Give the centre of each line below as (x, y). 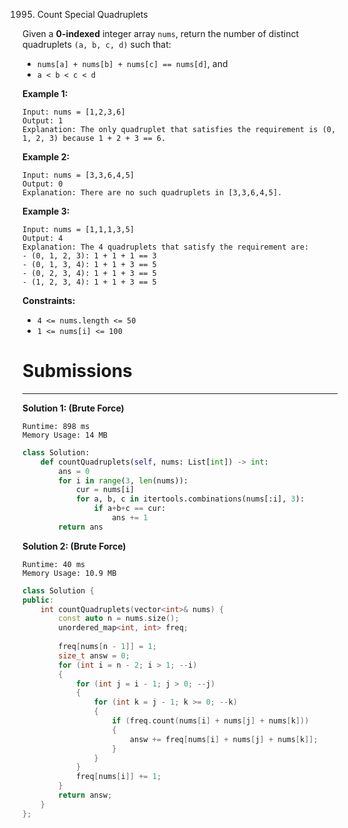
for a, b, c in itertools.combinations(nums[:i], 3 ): (190, 499)
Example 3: (46, 211)
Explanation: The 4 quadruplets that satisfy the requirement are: (166, 247)
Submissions (77, 371)
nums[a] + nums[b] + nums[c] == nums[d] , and (132, 63)
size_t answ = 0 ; (94, 655)
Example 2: (46, 157)
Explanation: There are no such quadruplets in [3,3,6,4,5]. (152, 193)
